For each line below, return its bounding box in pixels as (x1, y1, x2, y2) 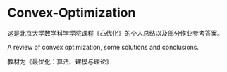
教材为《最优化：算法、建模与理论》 (7, 57, 113, 66)
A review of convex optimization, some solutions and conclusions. (7, 43, 200, 51)
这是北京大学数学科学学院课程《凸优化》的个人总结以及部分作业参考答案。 (7, 29, 223, 37)
